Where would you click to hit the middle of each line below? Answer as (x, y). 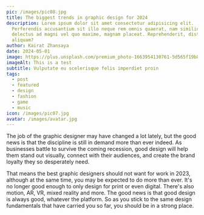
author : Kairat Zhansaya (38, 46)
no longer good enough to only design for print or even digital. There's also (100, 187)
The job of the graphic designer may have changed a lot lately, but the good (101, 136)
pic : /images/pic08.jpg (36, 12)
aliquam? (23, 40)
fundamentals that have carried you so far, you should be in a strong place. (100, 206)
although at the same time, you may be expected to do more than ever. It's (99, 180)
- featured (25, 85)
